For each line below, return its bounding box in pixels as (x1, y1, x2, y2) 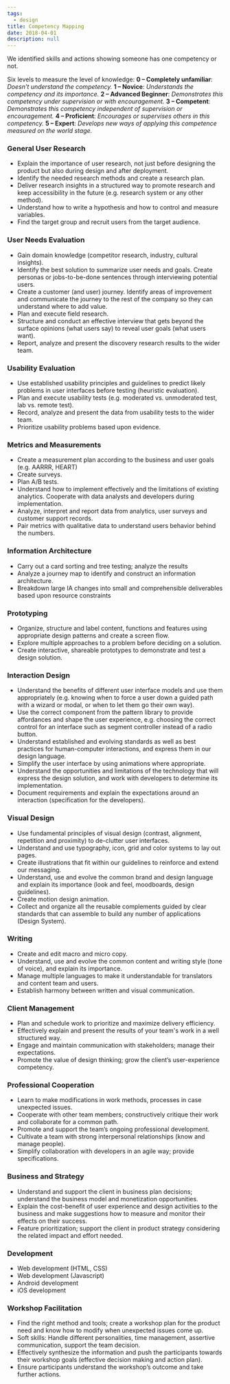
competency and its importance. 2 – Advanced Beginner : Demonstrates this (7, 90, 223, 99)
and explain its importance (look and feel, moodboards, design (16, 880, 194, 888)
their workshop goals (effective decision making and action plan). (16, 1356, 203, 1364)
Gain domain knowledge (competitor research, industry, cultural (16, 251, 198, 259)
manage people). (16, 1140, 65, 1148)
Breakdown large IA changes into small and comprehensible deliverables (16, 584, 223, 592)
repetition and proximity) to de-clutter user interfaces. (16, 836, 170, 844)
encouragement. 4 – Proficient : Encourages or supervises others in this (7, 112, 210, 121)
